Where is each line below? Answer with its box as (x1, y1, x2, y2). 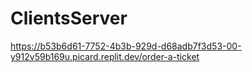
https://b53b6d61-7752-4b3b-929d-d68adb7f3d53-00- (10, 40, 242, 52)
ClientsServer (10, 7, 128, 30)
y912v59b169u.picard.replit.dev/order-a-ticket (10, 50, 200, 62)
